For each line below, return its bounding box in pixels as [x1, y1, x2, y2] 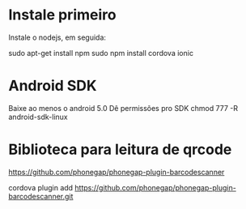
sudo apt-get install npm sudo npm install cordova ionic [8, 48, 194, 58]
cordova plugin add [8, 182, 74, 192]
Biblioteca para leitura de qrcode [8, 140, 232, 159]
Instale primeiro [8, 6, 117, 24]
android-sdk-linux [8, 112, 68, 122]
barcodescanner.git [8, 191, 74, 201]
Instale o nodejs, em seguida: [8, 32, 107, 42]
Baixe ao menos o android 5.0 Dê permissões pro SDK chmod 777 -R [8, 103, 239, 113]
